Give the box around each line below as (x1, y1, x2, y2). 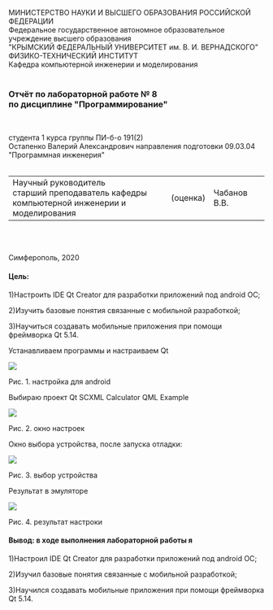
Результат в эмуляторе (8, 486, 89, 495)
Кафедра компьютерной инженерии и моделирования (8, 59, 198, 69)
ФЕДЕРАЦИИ (8, 16, 54, 26)
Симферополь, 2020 (8, 253, 80, 263)
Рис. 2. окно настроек (8, 423, 85, 433)
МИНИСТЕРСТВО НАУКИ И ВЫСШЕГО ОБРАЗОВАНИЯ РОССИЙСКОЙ (8, 8, 252, 17)
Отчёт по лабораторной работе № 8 (8, 88, 158, 99)
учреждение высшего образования (8, 33, 132, 43)
